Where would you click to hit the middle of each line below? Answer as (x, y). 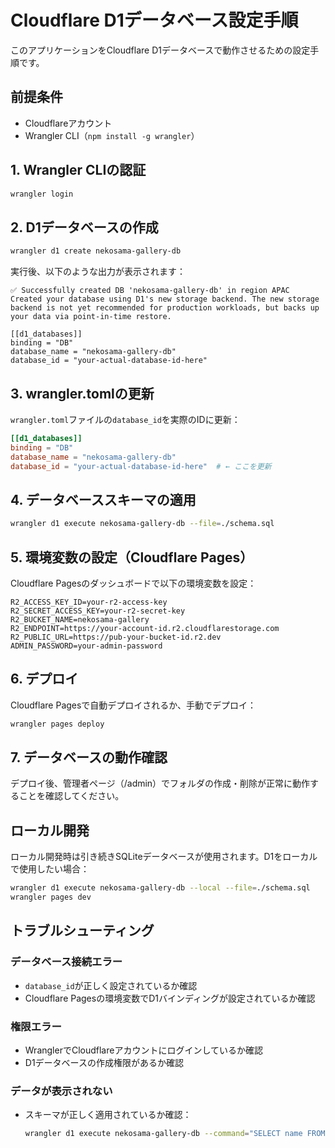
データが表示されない (61, 1091)
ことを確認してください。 (71, 796)
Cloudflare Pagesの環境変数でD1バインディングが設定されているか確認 (170, 998)
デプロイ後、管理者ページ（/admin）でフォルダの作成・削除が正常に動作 (160, 783)
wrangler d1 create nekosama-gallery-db (96, 251)
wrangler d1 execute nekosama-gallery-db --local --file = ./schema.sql (160, 888)
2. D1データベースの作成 (84, 227)
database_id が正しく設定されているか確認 (111, 985)
